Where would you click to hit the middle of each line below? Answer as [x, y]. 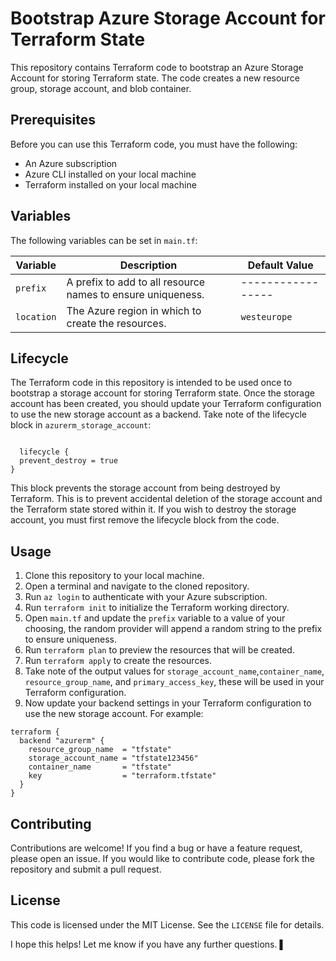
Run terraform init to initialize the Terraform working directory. [157, 608]
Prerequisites [53, 120]
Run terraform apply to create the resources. [118, 661]
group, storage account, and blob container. [101, 88]
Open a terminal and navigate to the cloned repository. [137, 586]
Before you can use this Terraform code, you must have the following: [154, 144]
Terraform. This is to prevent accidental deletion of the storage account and [166, 499]
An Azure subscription [71, 163]
